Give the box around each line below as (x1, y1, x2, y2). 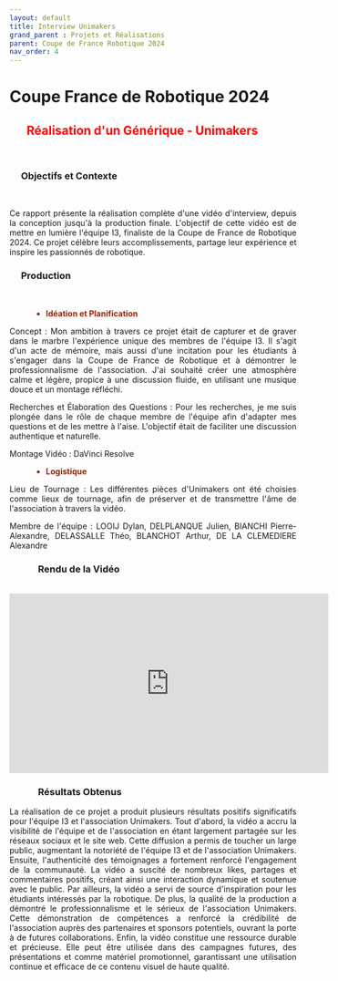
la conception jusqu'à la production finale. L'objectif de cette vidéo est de (9, 218, 297, 229)
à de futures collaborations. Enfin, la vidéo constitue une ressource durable (9, 932, 297, 944)
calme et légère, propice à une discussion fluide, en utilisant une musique (9, 374, 297, 385)
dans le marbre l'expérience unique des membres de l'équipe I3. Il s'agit (9, 335, 297, 346)
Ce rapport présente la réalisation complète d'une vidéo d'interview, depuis (9, 208, 297, 219)
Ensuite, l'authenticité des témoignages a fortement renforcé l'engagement (9, 854, 297, 866)
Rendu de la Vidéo (37, 563, 120, 575)
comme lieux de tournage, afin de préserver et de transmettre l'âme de (9, 493, 297, 504)
